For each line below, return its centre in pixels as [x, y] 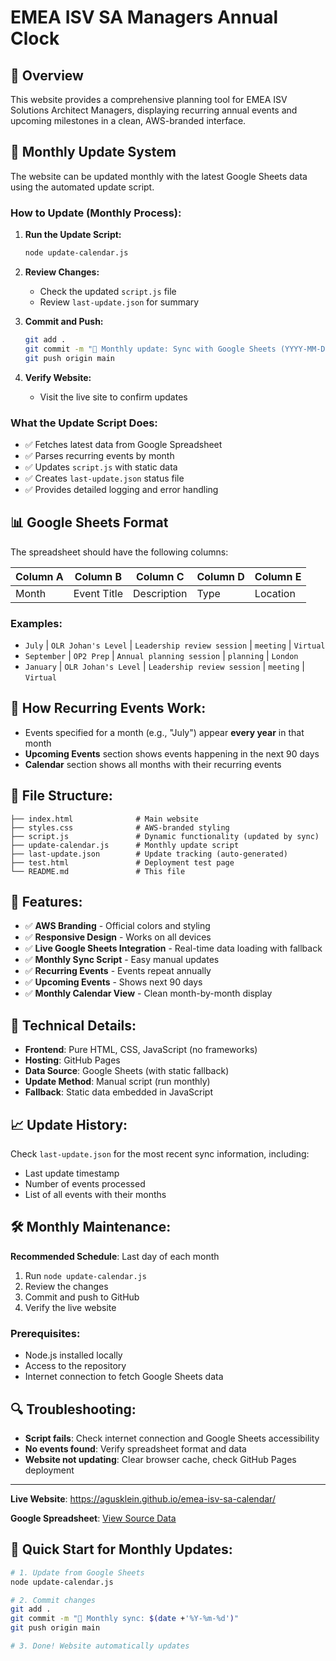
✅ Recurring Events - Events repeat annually [118, 971]
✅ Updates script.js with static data [101, 467]
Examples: [36, 623]
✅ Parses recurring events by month [99, 455]
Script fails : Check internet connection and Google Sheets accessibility [172, 1438]
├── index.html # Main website [104, 819]
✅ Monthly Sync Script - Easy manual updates [122, 960]
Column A [39, 576]
